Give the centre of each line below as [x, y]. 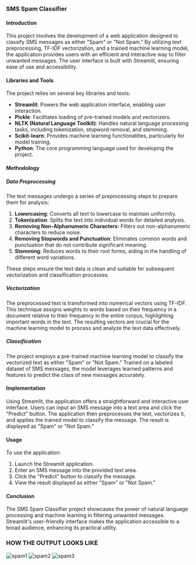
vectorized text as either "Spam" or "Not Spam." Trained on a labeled [90, 362]
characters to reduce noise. [48, 232]
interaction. [28, 111]
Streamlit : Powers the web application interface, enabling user [90, 105]
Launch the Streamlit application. [54, 464]
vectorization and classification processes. [58, 275]
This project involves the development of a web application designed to [92, 36]
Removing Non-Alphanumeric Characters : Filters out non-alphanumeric [102, 226]
